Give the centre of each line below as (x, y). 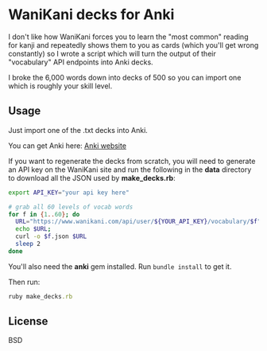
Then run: (24, 282)
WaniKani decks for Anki (91, 15)
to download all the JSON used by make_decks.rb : (92, 177)
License (28, 321)
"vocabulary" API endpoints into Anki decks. (81, 62)
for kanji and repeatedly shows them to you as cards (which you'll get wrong (133, 45)
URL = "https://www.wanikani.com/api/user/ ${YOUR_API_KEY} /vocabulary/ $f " (138, 222)
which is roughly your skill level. (60, 86)
